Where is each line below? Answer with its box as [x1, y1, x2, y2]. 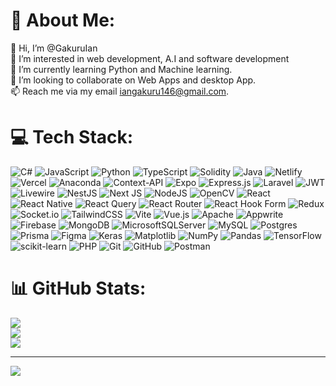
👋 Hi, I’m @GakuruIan [10, 42, 98, 54]
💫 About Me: [10, 9, 116, 32]
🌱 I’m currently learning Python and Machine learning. [10, 63, 233, 75]
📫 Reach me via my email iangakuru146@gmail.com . [10, 85, 230, 97]
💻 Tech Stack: [10, 126, 134, 149]
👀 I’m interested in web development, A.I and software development [10, 52, 290, 64]
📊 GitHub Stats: [10, 277, 147, 300]
